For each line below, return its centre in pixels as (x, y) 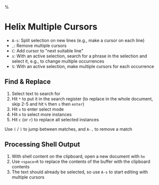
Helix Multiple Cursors (51, 27)
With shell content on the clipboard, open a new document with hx (78, 156)
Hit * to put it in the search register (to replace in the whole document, (82, 99)
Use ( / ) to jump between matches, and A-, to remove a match (68, 129)
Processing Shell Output (42, 145)
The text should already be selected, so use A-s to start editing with (80, 172)
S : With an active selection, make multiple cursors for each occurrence (83, 66)
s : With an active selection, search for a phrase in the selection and (79, 56)
